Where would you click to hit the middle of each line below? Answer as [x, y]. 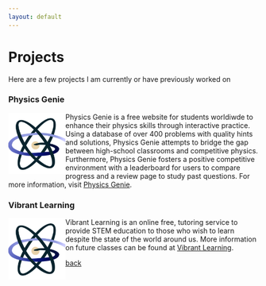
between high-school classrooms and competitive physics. [162, 150]
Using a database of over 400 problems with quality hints [159, 133]
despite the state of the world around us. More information [161, 239]
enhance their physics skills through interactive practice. [158, 125]
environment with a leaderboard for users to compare [153, 168]
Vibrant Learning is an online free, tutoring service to [152, 222]
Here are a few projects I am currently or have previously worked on [120, 79]
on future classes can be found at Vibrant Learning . [150, 248]
